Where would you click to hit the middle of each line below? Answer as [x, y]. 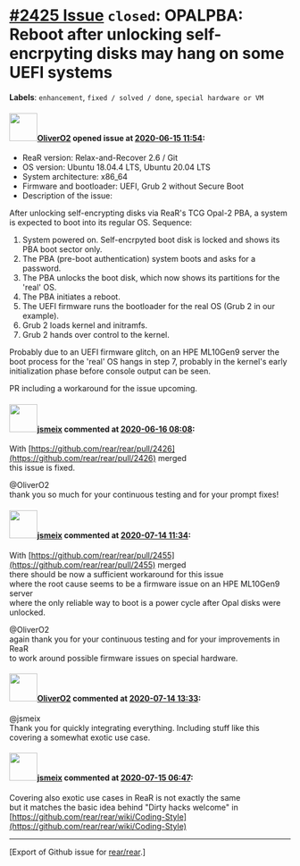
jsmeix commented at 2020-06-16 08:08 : [116, 429]
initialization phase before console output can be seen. [110, 371]
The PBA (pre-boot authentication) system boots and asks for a [139, 259]
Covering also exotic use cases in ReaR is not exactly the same [125, 797]
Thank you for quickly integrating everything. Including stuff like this [135, 727]
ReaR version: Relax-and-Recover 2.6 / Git [100, 158]
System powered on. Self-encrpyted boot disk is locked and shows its [151, 240]
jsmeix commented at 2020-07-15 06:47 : [115, 778]
